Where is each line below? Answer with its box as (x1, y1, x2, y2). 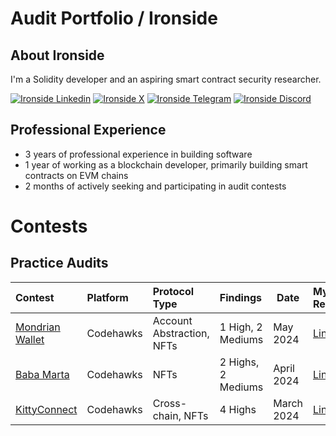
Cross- (152, 396, 188, 410)
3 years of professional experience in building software (24, 148, 253, 160)
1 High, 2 (219, 320, 263, 334)
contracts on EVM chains (24, 169, 129, 181)
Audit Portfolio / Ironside (10, 7, 218, 30)
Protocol (152, 284, 195, 298)
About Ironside (10, 47, 105, 64)
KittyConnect (15, 402, 78, 416)
